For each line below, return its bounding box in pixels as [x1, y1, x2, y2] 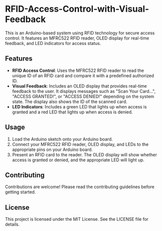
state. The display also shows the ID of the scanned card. [12, 99, 127, 105]
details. [5, 221, 20, 228]
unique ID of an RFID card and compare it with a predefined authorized [12, 72, 154, 79]
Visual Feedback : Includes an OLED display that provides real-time [12, 83, 147, 89]
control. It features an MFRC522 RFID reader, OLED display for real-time [5, 35, 149, 41]
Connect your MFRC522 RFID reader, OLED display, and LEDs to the [12, 141, 149, 147]
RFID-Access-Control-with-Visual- [5, 3, 149, 15]
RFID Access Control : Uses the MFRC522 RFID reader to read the [12, 67, 144, 73]
